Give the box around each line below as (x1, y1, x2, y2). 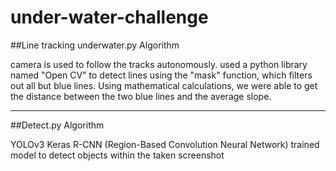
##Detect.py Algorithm (10, 119, 105, 131)
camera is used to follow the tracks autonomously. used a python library (10, 58, 308, 70)
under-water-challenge (10, 6, 209, 29)
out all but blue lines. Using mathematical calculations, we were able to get (10, 79, 318, 91)
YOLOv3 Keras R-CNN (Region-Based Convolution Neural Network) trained (10, 138, 320, 150)
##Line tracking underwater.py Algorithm (10, 39, 180, 51)
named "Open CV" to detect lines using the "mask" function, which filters (10, 69, 313, 81)
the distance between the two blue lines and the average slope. (10, 90, 272, 102)
